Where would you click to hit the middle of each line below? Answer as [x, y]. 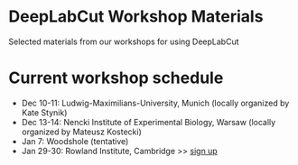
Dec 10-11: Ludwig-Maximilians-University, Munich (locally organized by [155, 103]
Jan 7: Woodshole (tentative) [75, 141]
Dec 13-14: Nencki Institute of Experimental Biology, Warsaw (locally [149, 122]
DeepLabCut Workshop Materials [136, 17]
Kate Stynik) [44, 112]
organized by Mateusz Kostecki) [81, 132]
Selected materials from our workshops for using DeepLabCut [124, 41]
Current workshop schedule [116, 78]
